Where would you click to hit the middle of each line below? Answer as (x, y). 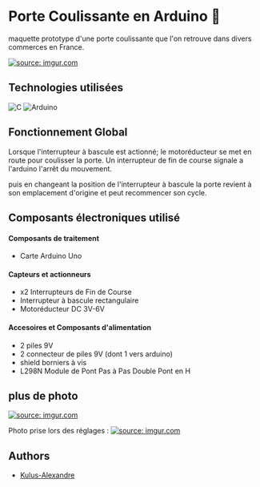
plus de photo (43, 396)
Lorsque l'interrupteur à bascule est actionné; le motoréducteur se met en (130, 151)
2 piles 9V (36, 345)
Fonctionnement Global (68, 133)
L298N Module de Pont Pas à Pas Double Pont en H (105, 371)
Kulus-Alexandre (47, 475)
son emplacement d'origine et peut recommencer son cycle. (108, 192)
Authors (29, 456)
